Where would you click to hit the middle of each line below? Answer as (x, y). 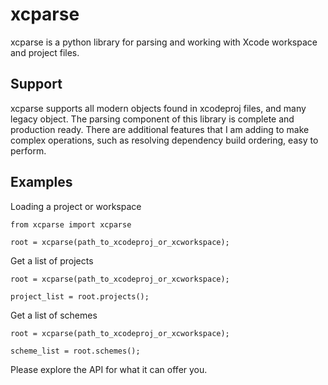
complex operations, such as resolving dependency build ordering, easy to (164, 140)
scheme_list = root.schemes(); (75, 351)
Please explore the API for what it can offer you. (109, 369)
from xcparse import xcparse (71, 224)
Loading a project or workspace (76, 206)
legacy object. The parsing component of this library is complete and (152, 119)
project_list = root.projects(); (80, 296)
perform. (28, 150)
